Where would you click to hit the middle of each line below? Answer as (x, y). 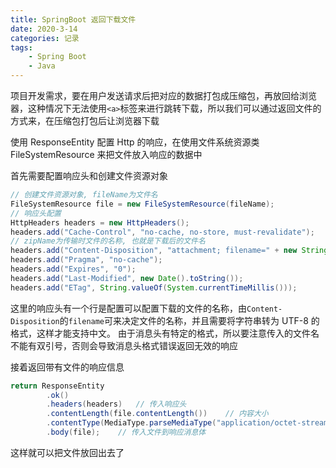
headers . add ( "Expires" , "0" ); (73, 269)
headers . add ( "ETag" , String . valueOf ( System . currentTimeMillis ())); (154, 287)
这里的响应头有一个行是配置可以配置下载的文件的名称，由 (128, 308)
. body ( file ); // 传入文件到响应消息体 (126, 432)
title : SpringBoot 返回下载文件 (73, 19)
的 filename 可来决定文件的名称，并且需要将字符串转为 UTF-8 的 (189, 320)
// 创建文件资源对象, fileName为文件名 (84, 195)
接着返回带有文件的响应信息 (67, 367)
